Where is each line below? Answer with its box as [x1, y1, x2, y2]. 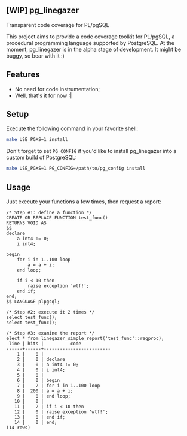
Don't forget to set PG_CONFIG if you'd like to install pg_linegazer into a [6, 148, 177, 155]
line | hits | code [8, 341, 82, 347]
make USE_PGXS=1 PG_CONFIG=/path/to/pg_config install [6, 166, 146, 172]
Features [6, 70, 40, 80]
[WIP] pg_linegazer [6, 5, 79, 16]
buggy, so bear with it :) [6, 52, 65, 59]
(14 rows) [6, 425, 31, 431]
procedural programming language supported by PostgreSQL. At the [6, 39, 175, 46]
